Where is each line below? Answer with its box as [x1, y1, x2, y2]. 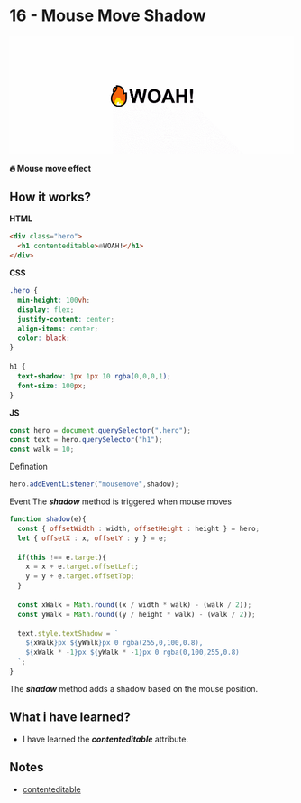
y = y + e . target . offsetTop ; [25, 572, 135, 581]
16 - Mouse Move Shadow [9, 5, 206, 26]
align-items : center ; [17, 324, 99, 333]
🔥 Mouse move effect [9, 163, 92, 173]
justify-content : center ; [17, 314, 115, 323]
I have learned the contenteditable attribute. [22, 733, 189, 744]
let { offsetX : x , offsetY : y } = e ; [17, 534, 168, 543]
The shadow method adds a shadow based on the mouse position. [9, 683, 259, 694]
